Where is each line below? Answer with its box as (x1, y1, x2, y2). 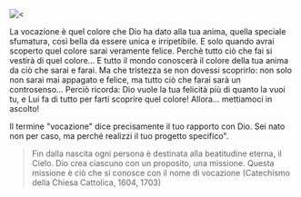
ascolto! (9, 103, 40, 113)
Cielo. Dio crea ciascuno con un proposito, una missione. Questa (31, 158, 275, 168)
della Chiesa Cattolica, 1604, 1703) (31, 177, 162, 188)
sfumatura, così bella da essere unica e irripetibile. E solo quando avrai (9, 36, 275, 46)
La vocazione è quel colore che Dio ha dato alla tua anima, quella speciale (9, 26, 286, 36)
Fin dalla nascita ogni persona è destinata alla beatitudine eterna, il (31, 148, 282, 159)
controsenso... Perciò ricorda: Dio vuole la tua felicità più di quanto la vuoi (9, 84, 286, 94)
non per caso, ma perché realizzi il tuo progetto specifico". (9, 131, 229, 141)
